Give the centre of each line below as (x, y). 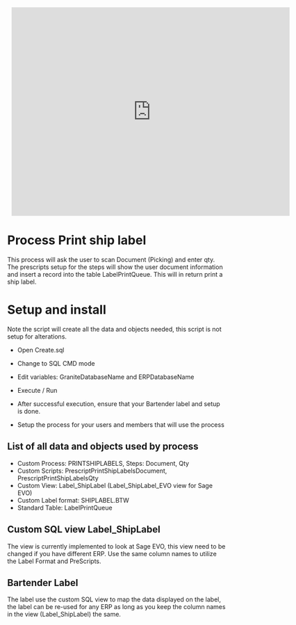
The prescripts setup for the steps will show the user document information (115, 267)
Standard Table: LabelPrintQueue (65, 508)
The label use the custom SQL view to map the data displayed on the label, (114, 599)
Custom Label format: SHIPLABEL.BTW (73, 500)
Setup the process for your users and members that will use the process (121, 424)
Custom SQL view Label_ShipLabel (84, 529)
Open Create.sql (41, 350)
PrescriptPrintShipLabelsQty (58, 478)
